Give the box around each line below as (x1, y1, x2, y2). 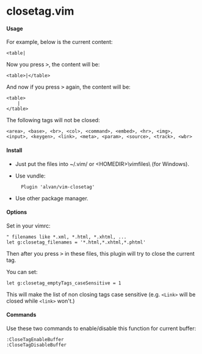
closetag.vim (6, 4, 74, 18)
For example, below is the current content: (6, 38, 113, 46)
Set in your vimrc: (6, 222, 51, 229)
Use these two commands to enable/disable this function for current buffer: (6, 325, 197, 332)
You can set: (6, 268, 38, 275)
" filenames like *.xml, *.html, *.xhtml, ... (6, 234, 127, 240)
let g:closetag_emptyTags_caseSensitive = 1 (6, 280, 121, 286)
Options (6, 209, 27, 216)
